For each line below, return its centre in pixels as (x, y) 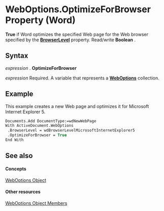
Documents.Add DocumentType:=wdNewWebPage (51, 121)
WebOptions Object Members (36, 203)
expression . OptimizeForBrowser (41, 68)
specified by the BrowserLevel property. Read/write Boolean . (71, 40)
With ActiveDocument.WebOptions (39, 126)
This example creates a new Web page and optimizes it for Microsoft (77, 106)
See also (19, 156)
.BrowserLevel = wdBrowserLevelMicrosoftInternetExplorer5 (71, 130)
